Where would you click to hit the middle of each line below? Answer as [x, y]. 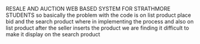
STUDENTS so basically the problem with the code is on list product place [98, 15]
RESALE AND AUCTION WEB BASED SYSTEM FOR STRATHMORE [88, 9]
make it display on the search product [53, 34]
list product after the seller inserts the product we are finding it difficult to [98, 28]
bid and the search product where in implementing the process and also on [100, 21]
